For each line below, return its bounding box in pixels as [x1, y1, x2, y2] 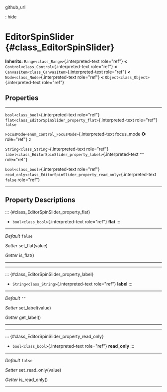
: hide [5, 14, 17, 19]
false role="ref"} [5, 177, 40, 183]
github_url [5, 4, 26, 10]
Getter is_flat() [5, 252, 35, 258]
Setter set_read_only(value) [5, 367, 62, 373]
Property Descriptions [5, 196, 76, 204]
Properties [5, 94, 39, 102]
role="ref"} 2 [5, 136, 31, 142]
